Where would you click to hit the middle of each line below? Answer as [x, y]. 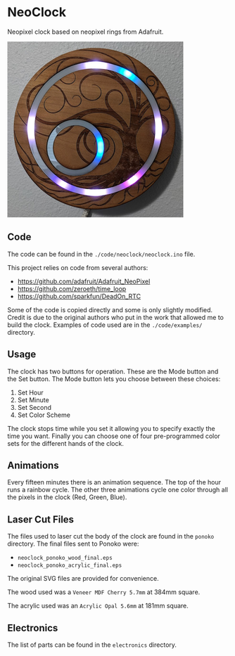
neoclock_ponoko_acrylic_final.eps [70, 566]
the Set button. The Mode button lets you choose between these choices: [114, 379]
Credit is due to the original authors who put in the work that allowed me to [115, 317]
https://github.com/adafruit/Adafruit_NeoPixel [84, 281]
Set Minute [33, 400]
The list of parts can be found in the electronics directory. [92, 645]
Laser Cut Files [41, 519]
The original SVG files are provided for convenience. [83, 579]
